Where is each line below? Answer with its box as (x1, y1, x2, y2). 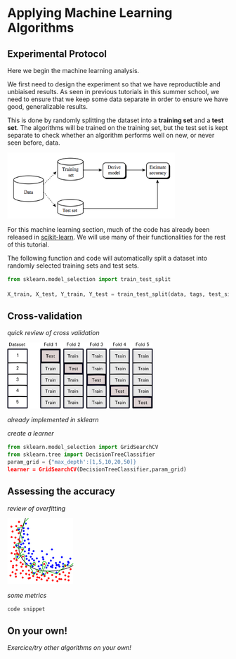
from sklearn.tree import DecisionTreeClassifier (7, 451, 156, 458)
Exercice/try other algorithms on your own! (7, 644, 132, 652)
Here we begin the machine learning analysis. (7, 67, 140, 74)
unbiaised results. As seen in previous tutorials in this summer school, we (7, 88, 220, 96)
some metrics (7, 591, 47, 599)
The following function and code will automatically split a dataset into (7, 254, 208, 262)
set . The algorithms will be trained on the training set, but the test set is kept (7, 124, 228, 131)
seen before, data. (7, 138, 60, 147)
